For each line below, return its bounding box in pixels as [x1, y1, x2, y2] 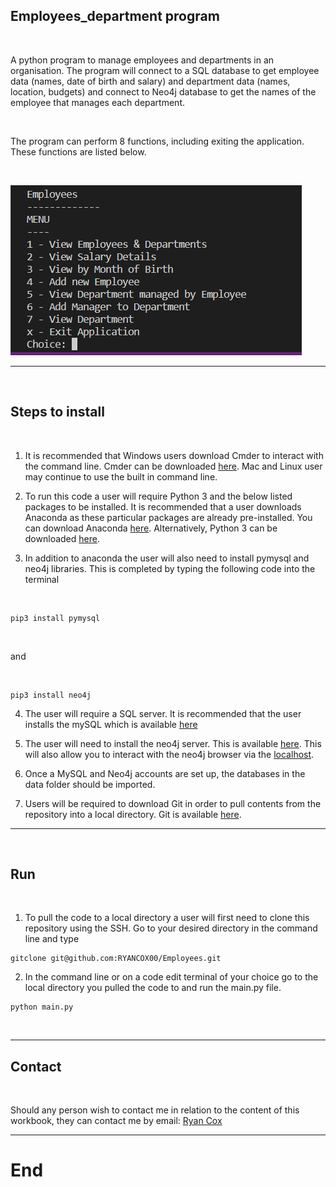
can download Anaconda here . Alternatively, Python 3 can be [24, 522, 278, 534]
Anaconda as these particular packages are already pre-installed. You [24, 511, 313, 523]
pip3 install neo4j [10, 690, 92, 700]
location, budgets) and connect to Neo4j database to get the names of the [10, 85, 317, 98]
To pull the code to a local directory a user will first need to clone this [24, 912, 310, 924]
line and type [24, 933, 80, 945]
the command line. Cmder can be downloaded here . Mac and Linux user [24, 460, 323, 472]
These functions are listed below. [10, 145, 147, 158]
